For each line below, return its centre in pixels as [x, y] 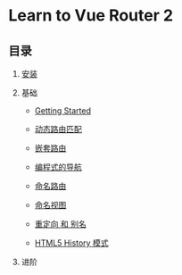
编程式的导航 [58, 167]
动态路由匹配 [58, 129]
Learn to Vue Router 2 [91, 16]
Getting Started [62, 111]
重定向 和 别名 [60, 224]
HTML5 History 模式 [71, 243]
